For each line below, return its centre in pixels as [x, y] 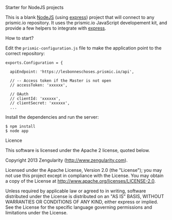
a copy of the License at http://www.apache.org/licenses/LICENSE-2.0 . [81, 181]
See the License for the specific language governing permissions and [79, 207]
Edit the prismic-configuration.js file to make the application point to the [83, 48]
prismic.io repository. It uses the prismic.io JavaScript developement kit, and [86, 23]
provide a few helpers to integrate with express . [56, 28]
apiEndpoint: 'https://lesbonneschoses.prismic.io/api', [72, 72]
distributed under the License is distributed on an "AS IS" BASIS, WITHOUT [85, 196]
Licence [14, 140]
